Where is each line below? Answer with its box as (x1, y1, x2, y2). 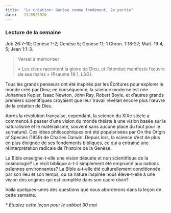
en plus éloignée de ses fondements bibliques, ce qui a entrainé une (5, 140, 149, 146)
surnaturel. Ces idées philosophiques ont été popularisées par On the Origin (5, 128, 165, 135)
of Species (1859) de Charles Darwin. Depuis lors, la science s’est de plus (5, 134, 160, 140)
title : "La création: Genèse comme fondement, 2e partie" (5, 7, 134, 13)
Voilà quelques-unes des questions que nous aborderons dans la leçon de (5, 187, 162, 193)
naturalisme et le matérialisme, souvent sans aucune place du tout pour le (5, 123, 161, 129)
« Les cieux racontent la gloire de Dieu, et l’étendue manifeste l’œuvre (17, 66, 165, 72)
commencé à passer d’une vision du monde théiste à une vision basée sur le (5, 118, 166, 124)
